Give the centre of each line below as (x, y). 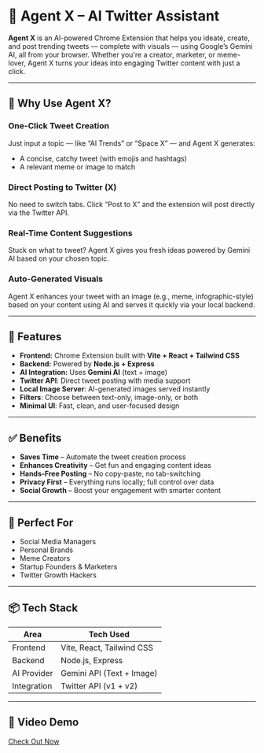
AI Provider (33, 673)
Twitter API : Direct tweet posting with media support (105, 380)
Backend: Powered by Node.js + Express (87, 364)
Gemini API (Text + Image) (109, 673)
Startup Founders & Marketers (68, 566)
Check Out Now (34, 741)
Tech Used (109, 634)
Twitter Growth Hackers (58, 575)
